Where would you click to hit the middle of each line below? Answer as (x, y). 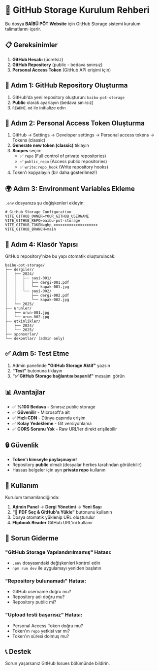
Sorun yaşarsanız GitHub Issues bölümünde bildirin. (58, 663)
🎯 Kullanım (22, 486)
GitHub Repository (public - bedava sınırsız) (57, 65)
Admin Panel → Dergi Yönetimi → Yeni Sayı (57, 507)
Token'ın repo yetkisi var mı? (41, 631)
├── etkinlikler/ (23, 321)
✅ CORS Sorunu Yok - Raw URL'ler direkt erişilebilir (64, 429)
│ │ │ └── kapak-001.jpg (37, 287)
